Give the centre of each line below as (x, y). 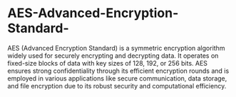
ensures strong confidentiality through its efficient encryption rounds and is (118, 71)
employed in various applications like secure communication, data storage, (117, 78)
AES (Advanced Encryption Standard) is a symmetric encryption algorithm (116, 48)
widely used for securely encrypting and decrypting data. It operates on (113, 56)
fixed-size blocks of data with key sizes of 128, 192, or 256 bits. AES (108, 63)
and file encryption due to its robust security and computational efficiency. (117, 86)
